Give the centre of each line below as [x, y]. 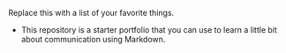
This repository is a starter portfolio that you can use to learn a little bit [149, 30]
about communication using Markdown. [93, 39]
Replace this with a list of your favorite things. [91, 13]
